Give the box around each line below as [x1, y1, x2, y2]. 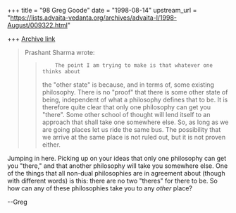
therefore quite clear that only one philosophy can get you [42, 103, 211, 111]
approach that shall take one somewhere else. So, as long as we [42, 118, 229, 126]
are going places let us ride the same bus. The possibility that [42, 126, 221, 133]
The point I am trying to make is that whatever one [55, 62, 213, 69]
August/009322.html [7, 21, 68, 29]
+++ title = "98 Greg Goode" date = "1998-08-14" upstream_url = [7, 6, 197, 14]
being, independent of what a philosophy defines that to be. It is [42, 95, 228, 104]
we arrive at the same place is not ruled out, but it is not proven [42, 133, 226, 141]
